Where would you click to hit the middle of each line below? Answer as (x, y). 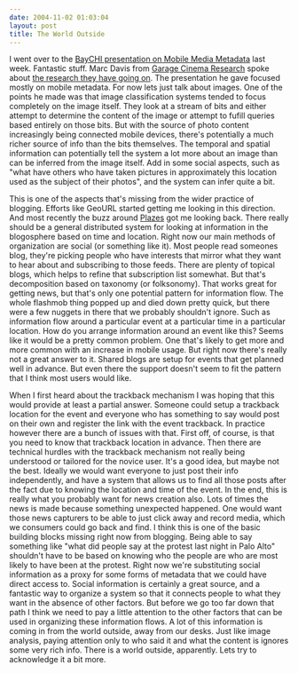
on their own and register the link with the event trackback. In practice (137, 424)
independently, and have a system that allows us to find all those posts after (148, 480)
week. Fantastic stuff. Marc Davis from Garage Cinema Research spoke (139, 68)
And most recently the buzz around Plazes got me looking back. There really (149, 218)
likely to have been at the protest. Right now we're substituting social (135, 566)
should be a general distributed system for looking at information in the (139, 227)
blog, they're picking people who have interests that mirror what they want (145, 256)
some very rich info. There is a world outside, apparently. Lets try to (133, 650)
